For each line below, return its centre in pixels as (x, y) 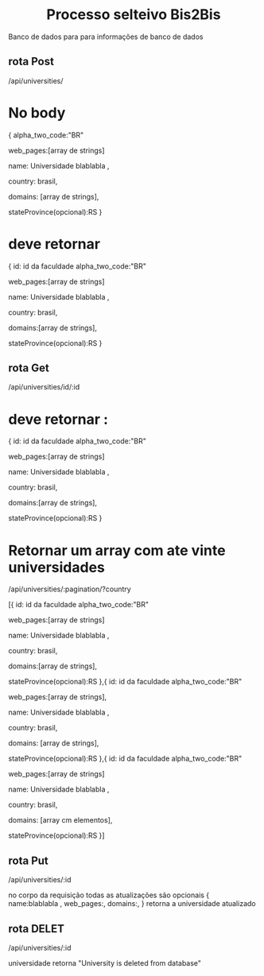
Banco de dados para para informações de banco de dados (106, 37)
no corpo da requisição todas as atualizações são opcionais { (109, 895)
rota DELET (37, 929)
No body (37, 112)
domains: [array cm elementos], (60, 820)
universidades (57, 567)
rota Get (29, 368)
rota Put (29, 860)
